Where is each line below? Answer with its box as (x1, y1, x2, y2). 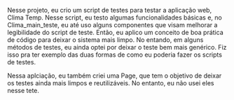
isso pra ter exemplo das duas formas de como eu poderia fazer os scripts (7, 50, 223, 59)
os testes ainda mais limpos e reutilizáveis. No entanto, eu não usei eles (7, 79, 214, 87)
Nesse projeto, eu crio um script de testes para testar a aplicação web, (7, 6, 212, 14)
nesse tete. (7, 87, 40, 94)
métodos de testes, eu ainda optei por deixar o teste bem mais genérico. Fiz (7, 43, 227, 51)
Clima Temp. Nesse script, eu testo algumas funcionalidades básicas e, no (7, 13, 222, 22)
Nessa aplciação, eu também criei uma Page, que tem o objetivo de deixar (7, 71, 222, 80)
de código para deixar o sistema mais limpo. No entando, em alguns (7, 36, 204, 44)
